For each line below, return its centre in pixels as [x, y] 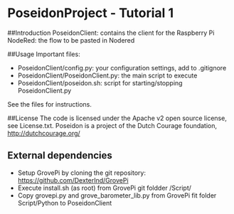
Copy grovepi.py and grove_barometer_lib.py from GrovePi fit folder [117, 195]
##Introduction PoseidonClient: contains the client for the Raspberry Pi [111, 33]
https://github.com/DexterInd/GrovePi [73, 180]
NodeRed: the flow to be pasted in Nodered [71, 40]
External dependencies [60, 155]
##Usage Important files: [44, 54]
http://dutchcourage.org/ [44, 133]
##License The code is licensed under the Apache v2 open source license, [117, 118]
